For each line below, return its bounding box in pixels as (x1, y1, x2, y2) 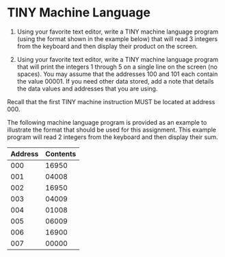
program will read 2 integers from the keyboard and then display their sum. (7, 132, 219, 141)
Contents (45, 149, 77, 158)
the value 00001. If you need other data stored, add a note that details (16, 77, 214, 85)
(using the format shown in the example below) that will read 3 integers (16, 34, 218, 42)
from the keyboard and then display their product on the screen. (16, 42, 198, 50)
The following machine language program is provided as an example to (7, 118, 207, 126)
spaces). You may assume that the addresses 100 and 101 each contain (16, 70, 218, 78)
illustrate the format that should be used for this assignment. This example (7, 125, 217, 134)
